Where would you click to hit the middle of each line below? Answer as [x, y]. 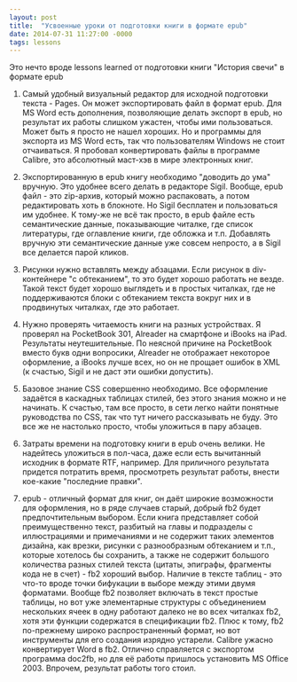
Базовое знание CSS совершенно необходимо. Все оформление [145, 389]
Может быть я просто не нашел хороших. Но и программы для [141, 132]
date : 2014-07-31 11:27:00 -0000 [71, 34]
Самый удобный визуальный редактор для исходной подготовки [145, 94]
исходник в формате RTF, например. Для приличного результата [145, 463]
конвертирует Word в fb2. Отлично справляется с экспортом [138, 649]
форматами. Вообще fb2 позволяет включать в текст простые [140, 593]
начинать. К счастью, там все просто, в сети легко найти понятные [150, 408]
